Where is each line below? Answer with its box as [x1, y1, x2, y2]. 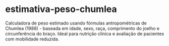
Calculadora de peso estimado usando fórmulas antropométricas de [5, 20, 147, 26]
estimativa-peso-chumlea [5, 3, 117, 15]
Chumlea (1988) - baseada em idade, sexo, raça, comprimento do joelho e [5, 25, 160, 31]
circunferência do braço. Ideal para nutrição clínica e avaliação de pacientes [5, 30, 164, 36]
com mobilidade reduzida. [5, 36, 60, 42]
